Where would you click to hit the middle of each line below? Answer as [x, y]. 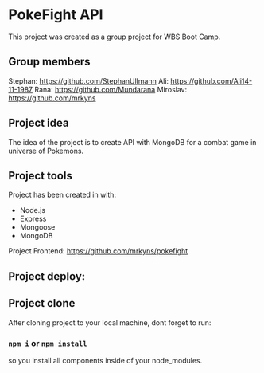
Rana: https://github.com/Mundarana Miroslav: [111, 89]
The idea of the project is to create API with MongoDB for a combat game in [132, 142]
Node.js [33, 210]
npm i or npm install [48, 343]
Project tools [41, 176]
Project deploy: [47, 276]
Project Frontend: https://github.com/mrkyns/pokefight [98, 251]
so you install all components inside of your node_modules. [105, 360]
